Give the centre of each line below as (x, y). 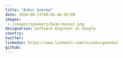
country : (14, 33)
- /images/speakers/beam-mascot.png (46, 24)
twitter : (14, 38)
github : (13, 47)
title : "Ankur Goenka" (29, 10)
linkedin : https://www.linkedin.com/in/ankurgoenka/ (62, 43)
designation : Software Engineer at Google (50, 29)
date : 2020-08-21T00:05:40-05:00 (40, 15)
